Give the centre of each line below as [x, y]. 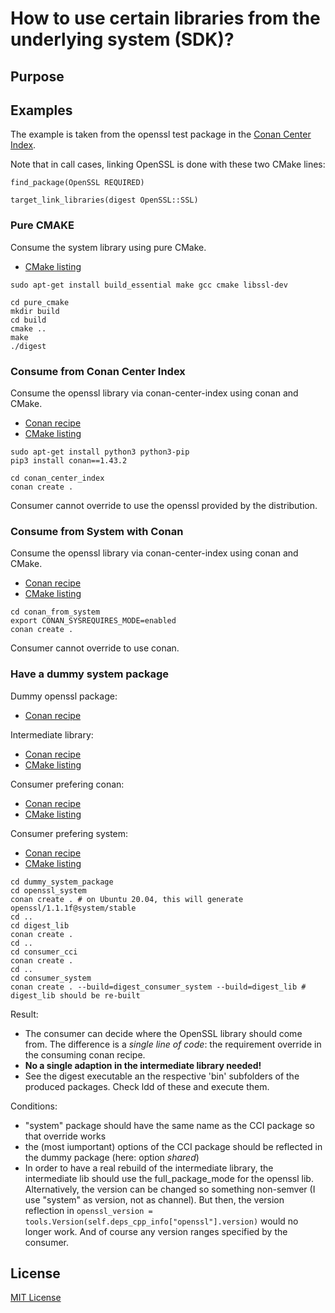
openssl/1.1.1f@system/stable [73, 908]
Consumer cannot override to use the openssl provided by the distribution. [164, 505]
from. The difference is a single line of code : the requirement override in [173, 1044]
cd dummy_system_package [62, 882]
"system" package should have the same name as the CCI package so [169, 1125]
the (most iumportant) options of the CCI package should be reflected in [173, 1146]
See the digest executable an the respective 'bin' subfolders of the [162, 1076]
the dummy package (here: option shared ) [112, 1157]
